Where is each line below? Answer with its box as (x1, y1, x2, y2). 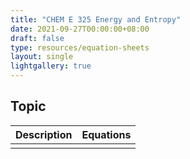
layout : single (10, 52, 74, 62)
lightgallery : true (10, 61, 92, 71)
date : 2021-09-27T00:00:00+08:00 (10, 24, 150, 34)
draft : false (10, 33, 65, 43)
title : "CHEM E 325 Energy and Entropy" (10, 14, 182, 25)
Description (15, 127, 73, 141)
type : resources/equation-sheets (10, 42, 150, 53)
